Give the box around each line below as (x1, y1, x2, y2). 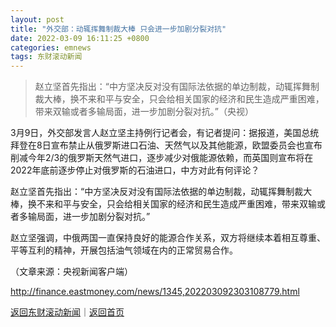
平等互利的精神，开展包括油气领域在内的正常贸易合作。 (10, 244, 238, 256)
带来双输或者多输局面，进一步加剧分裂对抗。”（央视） (34, 106, 254, 118)
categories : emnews (10, 42, 92, 53)
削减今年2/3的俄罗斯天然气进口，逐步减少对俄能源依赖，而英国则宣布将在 (10, 152, 314, 164)
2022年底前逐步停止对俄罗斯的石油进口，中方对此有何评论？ (10, 164, 260, 176)
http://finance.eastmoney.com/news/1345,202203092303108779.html (10, 286, 300, 298)
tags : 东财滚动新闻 (10, 52, 83, 62)
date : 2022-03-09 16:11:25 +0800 (10, 33, 150, 43)
